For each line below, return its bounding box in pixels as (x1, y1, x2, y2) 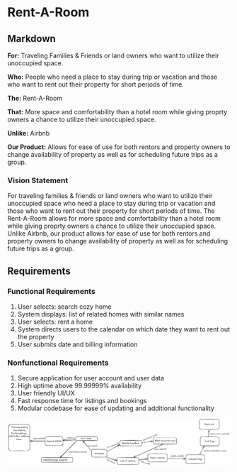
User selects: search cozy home (17, 302, 112, 311)
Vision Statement (7, 175, 69, 185)
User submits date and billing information (17, 340, 138, 348)
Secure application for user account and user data (17, 374, 165, 383)
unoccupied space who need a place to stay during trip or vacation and (7, 199, 216, 208)
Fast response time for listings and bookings (17, 397, 147, 405)
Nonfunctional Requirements (7, 358, 109, 368)
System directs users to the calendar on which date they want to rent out (17, 324, 230, 334)
